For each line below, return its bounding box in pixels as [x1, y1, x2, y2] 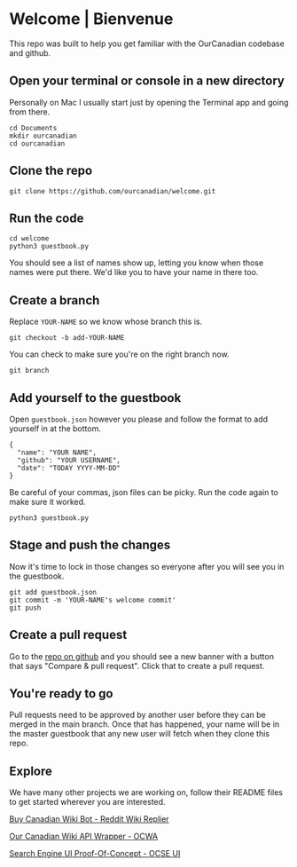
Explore [9, 763, 53, 778]
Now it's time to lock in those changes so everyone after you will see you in [9, 561, 285, 571]
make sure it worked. [9, 497, 86, 507]
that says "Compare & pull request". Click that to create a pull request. [9, 660, 265, 671]
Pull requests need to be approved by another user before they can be [9, 710, 266, 721]
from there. [9, 106, 51, 117]
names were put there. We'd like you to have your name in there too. [9, 267, 259, 278]
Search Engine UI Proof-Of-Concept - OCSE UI [9, 848, 181, 859]
